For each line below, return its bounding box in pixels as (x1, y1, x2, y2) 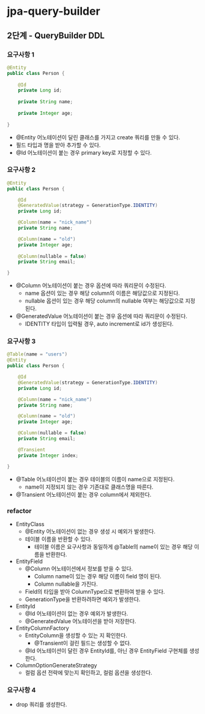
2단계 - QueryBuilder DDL (7, 30, 105, 41)
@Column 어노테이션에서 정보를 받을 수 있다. (24, 565, 133, 572)
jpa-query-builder (7, 4, 100, 18)
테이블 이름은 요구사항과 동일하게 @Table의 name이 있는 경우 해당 (34, 543, 193, 550)
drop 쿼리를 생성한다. (15, 701, 67, 708)
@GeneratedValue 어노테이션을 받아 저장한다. (24, 617, 136, 624)
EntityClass (15, 520, 45, 527)
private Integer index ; (18, 452, 79, 459)
